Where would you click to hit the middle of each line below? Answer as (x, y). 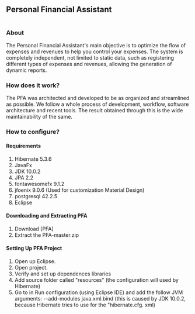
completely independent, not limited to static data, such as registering (90, 58)
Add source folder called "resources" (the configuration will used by (97, 280)
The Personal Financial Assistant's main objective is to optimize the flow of (96, 46)
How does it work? (33, 85)
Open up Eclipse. (35, 261)
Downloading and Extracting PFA (47, 216)
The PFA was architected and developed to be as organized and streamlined (98, 98)
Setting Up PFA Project (34, 249)
